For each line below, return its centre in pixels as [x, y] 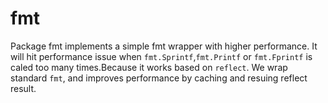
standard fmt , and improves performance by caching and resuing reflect [159, 78]
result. [23, 88]
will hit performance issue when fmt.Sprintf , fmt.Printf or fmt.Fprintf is [161, 56]
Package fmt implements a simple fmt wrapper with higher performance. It [164, 46]
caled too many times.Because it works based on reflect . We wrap [149, 67]
